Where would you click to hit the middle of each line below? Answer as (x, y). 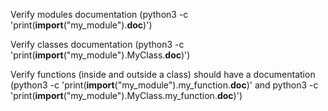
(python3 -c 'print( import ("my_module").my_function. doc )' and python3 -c (164, 85)
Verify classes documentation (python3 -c (97, 44)
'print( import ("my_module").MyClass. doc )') (100, 55)
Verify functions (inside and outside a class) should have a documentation (163, 74)
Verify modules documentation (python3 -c (99, 14)
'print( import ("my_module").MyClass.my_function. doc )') (126, 95)
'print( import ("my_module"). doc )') (81, 25)
